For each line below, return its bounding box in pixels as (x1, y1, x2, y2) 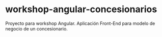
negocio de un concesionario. (5, 25, 68, 31)
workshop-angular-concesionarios (5, 4, 157, 15)
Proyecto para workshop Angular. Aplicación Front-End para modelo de (5, 20, 155, 26)
